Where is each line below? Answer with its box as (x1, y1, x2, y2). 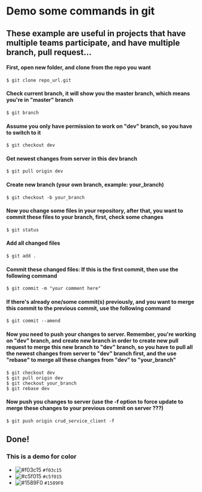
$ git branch (6, 110, 39, 116)
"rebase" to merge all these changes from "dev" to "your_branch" (6, 356, 177, 363)
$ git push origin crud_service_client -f (6, 418, 115, 424)
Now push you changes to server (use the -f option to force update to (6, 398, 184, 405)
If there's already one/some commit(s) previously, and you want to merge (6, 298, 195, 305)
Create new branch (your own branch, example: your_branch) (6, 181, 165, 188)
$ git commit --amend (6, 318, 61, 324)
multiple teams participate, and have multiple (6, 37, 180, 48)
